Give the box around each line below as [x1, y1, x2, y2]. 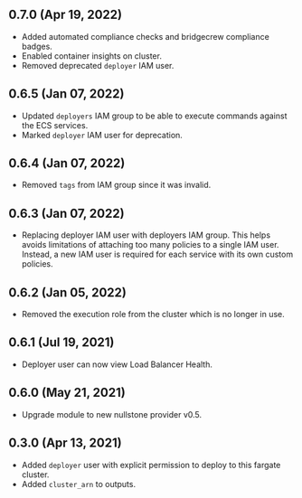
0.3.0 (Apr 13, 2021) [8, 436, 123, 451]
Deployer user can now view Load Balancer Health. [21, 359, 213, 370]
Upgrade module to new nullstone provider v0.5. [21, 409, 203, 419]
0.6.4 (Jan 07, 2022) [8, 155, 126, 171]
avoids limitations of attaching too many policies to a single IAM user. [21, 240, 279, 250]
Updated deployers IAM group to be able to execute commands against [21, 110, 288, 121]
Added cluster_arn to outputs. [21, 478, 137, 489]
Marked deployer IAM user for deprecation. [21, 129, 183, 140]
